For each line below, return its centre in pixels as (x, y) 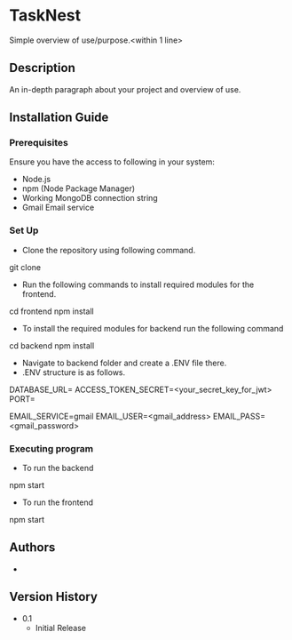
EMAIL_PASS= (239, 416)
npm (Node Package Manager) (79, 188)
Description (42, 68)
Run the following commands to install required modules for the (138, 284)
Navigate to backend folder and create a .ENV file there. (124, 363)
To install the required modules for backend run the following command (153, 328)
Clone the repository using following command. (109, 250)
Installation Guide (59, 118)
